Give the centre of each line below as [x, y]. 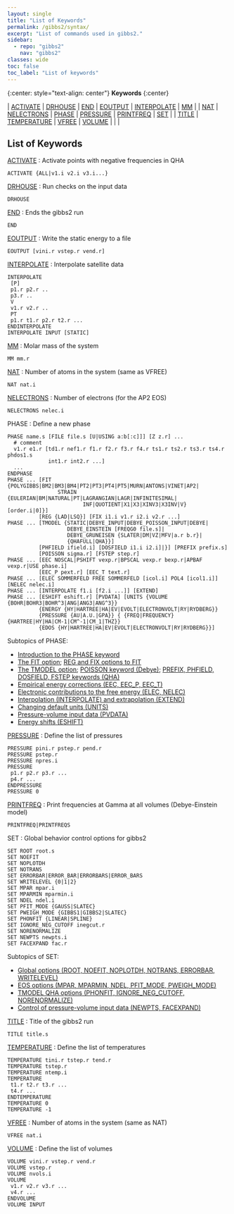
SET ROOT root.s [31, 851]
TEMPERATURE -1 [30, 1110]
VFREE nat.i [25, 1136]
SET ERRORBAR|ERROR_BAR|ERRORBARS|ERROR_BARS [75, 876]
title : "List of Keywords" [47, 20]
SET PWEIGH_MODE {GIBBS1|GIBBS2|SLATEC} [67, 913]
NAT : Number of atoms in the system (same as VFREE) [87, 372]
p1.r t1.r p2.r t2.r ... [46, 321]
